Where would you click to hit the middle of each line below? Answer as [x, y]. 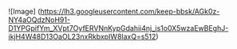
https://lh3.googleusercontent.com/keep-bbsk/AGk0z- [130, 11]
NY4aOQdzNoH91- [39, 20]
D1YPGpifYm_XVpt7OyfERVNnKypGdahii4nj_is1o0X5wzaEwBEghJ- [118, 28]
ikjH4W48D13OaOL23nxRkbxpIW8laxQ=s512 [82, 36]
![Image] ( [24, 11]
